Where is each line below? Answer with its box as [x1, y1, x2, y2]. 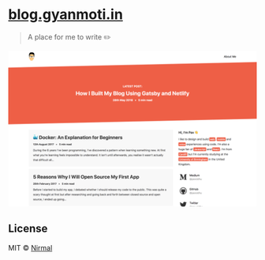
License [8, 222, 48, 236]
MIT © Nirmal [8, 243, 53, 252]
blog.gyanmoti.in [8, 6, 124, 24]
